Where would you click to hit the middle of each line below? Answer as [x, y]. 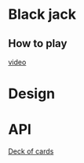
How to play [38, 43]
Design [32, 94]
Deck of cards [31, 151]
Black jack [42, 14]
